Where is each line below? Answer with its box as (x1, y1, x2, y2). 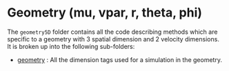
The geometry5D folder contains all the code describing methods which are (7, 28, 218, 36)
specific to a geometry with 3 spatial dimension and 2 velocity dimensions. (7, 34, 219, 43)
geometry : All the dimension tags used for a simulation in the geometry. (17, 55, 223, 63)
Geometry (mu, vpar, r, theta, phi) (7, 5, 202, 21)
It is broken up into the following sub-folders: (7, 42, 135, 50)
